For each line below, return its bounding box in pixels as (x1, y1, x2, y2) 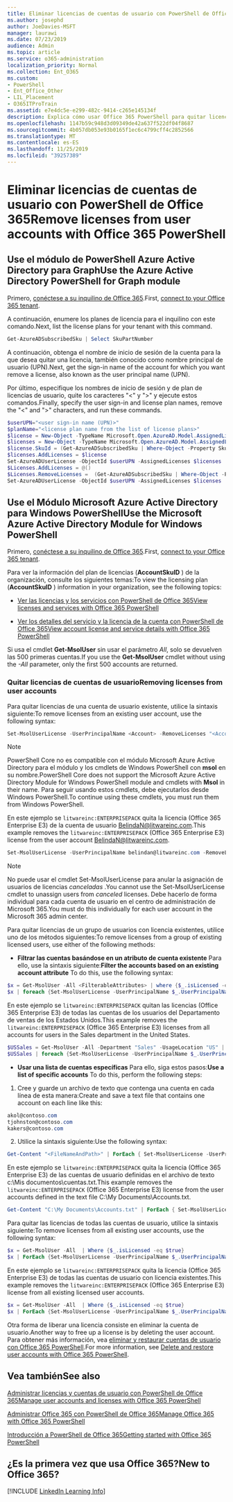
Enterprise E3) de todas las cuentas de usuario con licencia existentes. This (7, 1273, 222, 1281)
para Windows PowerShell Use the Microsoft (7, 507, 202, 519)
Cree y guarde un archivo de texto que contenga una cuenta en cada (17, 1083, 215, 1092)
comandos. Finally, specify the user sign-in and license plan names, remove (7, 398, 223, 407)
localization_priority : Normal (7, 62, 98, 69)
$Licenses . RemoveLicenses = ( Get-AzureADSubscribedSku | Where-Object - (7, 471, 225, 478)
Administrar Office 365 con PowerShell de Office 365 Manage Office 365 (7, 1410, 215, 1418)
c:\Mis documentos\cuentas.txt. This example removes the (7, 1178, 173, 1187)
